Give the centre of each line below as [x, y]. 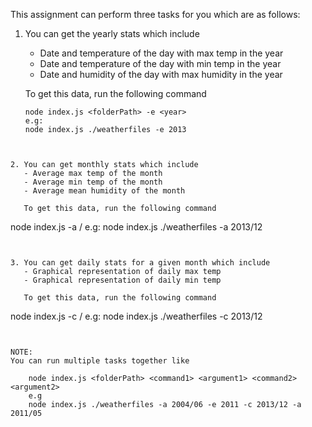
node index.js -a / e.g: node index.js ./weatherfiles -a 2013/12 [136, 227]
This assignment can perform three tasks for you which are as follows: [155, 14]
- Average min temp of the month [93, 182]
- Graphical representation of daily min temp [122, 280]
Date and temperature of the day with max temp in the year [161, 53]
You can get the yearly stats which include [112, 33]
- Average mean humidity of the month [104, 191]
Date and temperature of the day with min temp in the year [160, 63]
